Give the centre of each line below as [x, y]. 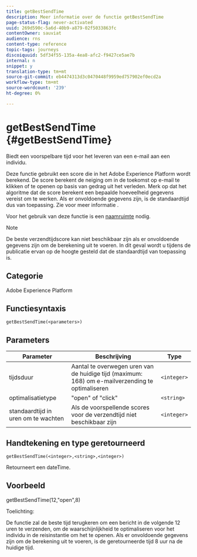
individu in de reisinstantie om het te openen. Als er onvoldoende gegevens [97, 535]
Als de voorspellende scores [110, 407]
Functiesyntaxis [36, 308]
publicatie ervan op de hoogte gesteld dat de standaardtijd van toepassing [96, 251]
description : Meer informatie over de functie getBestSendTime [85, 17]
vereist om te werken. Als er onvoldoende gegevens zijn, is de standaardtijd [98, 198]
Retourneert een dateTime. [38, 467]
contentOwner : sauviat [34, 33]
